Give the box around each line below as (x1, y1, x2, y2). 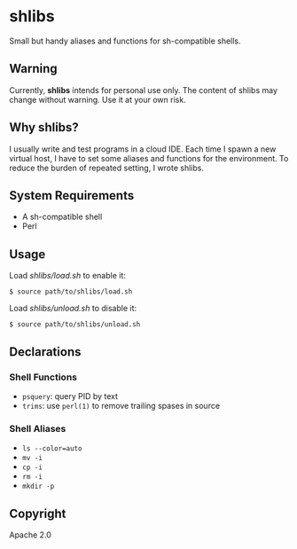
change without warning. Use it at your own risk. (9, 94, 186, 105)
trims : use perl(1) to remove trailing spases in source (21, 400, 220, 411)
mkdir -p (21, 482, 55, 491)
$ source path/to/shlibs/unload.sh (9, 320, 141, 329)
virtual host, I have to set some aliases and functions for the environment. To (9, 153, 289, 163)
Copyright (9, 506, 66, 521)
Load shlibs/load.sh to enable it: (9, 271, 127, 281)
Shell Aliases (9, 422, 66, 435)
